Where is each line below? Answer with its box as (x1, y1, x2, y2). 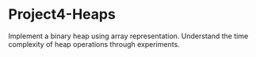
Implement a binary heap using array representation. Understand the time (8, 31, 249, 41)
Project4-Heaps (8, 5, 117, 23)
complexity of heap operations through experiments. (8, 39, 180, 48)
